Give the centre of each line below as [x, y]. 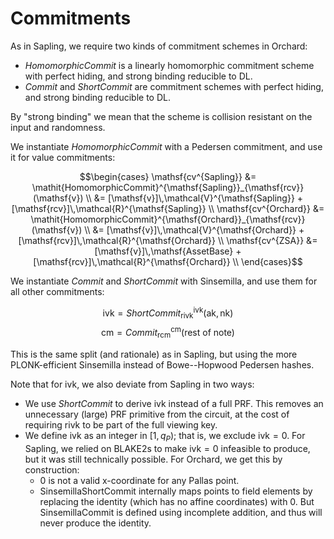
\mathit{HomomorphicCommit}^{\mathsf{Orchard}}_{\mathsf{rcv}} [168, 219]
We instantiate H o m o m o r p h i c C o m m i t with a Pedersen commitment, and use [166, 146]
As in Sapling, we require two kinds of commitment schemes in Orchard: [159, 46]
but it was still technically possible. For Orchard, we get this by [153, 459]
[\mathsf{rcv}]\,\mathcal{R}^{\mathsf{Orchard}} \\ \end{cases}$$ [168, 261]
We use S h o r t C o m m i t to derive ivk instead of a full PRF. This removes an [174, 403]
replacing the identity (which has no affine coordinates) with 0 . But [177, 501]
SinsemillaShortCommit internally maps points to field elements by [176, 491]
